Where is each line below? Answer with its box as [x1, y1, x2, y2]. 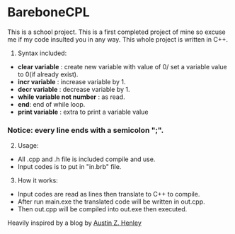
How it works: [17, 176, 58, 185]
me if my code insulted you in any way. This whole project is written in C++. [7, 35, 229, 43]
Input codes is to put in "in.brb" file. [17, 163, 122, 171]
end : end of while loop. [17, 100, 86, 108]
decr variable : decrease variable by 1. [17, 85, 130, 93]
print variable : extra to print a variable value [17, 107, 149, 116]
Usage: [17, 141, 39, 150]
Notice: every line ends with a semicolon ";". [7, 125, 164, 135]
